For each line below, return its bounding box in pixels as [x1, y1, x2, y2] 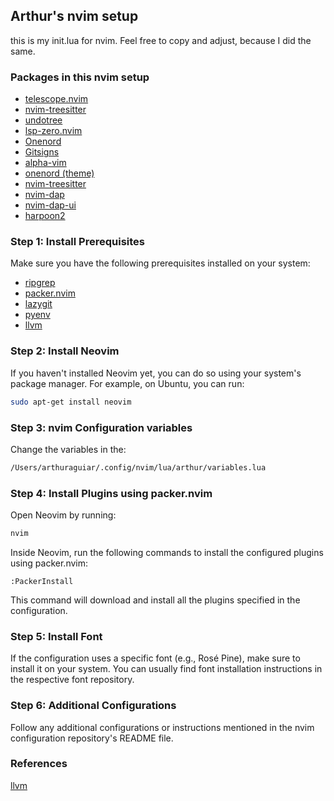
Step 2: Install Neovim [10, 344, 120, 358]
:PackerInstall [10, 576, 74, 586]
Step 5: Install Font [10, 629, 103, 643]
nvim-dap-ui [24, 199, 77, 211]
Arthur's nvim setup [10, 8, 139, 25]
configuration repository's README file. [10, 732, 174, 744]
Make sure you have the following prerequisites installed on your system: [10, 257, 311, 269]
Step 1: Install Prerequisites [10, 235, 145, 249]
